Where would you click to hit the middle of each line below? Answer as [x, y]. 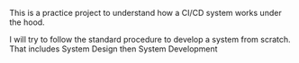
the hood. [27, 22]
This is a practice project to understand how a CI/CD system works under [145, 13]
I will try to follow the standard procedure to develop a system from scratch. [150, 39]
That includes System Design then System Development [113, 49]
